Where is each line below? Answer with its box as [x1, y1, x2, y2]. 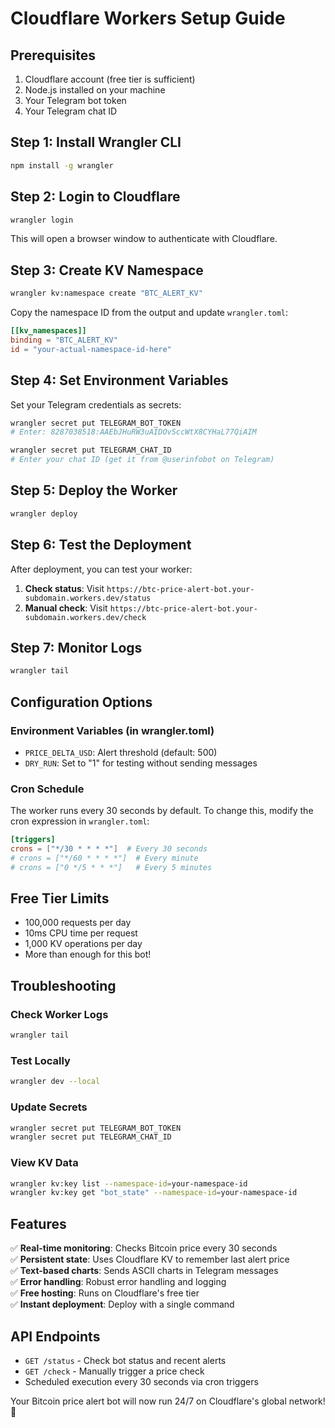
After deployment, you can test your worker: [10, 563, 193, 575]
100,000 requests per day [24, 917, 132, 929]
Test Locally [10, 1053, 71, 1067]
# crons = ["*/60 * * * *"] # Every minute [10, 853, 199, 863]
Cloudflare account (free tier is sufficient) [24, 73, 196, 85]
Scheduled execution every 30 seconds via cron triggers [24, 1375, 259, 1387]
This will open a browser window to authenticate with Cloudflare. [10, 233, 278, 245]
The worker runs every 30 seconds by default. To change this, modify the [10, 805, 314, 817]
